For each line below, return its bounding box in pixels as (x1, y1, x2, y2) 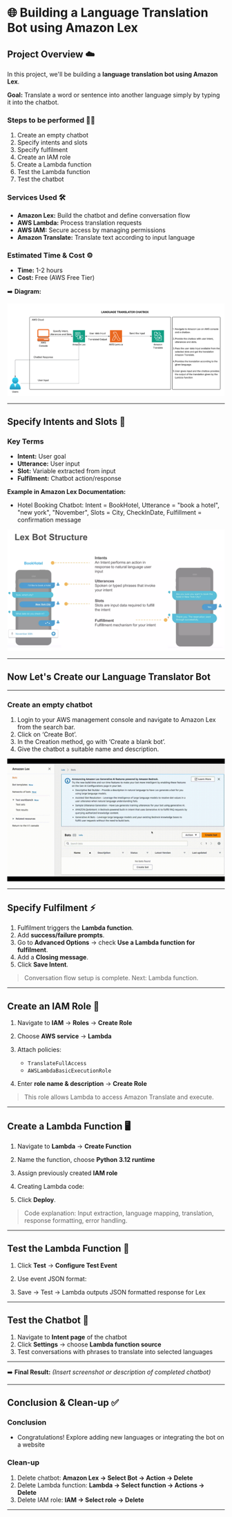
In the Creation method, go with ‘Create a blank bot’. (17, 738, 166, 746)
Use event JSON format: (17, 1275, 87, 1283)
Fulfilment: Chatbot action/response (17, 475, 122, 483)
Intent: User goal (17, 452, 66, 461)
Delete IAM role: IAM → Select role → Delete (17, 1496, 144, 1504)
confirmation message (17, 516, 81, 524)
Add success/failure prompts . (17, 931, 105, 939)
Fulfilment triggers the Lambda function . (17, 924, 134, 932)
